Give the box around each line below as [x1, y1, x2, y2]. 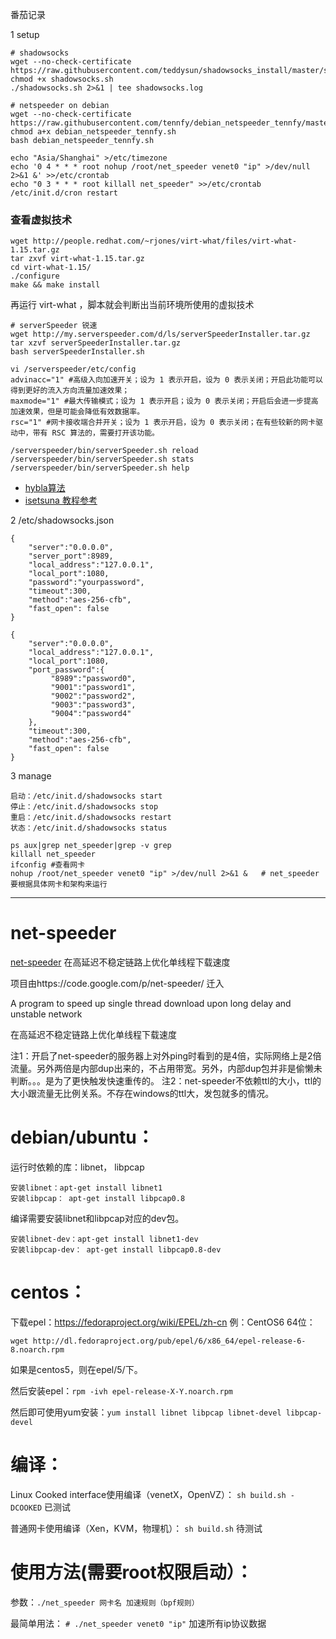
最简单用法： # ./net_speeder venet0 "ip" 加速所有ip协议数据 [10, 1617, 267, 1629]
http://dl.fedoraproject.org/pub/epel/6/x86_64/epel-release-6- [32, 1336, 307, 1347]
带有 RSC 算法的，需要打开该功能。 [32, 428, 160, 438]
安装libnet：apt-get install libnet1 [10, 1183, 163, 1193]
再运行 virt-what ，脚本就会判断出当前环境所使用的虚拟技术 [10, 299, 255, 311]
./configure [10, 271, 60, 282]
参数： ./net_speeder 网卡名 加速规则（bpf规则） [10, 1596, 200, 1608]
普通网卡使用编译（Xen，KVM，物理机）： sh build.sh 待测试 [10, 1523, 263, 1535]
